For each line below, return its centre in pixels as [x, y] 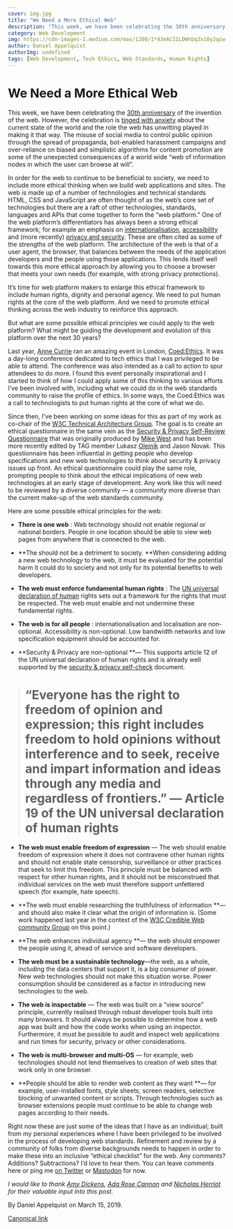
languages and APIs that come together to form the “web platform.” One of [115, 214]
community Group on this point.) [64, 927]
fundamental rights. [46, 610]
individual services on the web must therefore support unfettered [111, 884]
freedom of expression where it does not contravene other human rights [121, 854]
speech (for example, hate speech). [69, 891]
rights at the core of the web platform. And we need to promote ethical [109, 302]
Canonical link [28, 1218]
